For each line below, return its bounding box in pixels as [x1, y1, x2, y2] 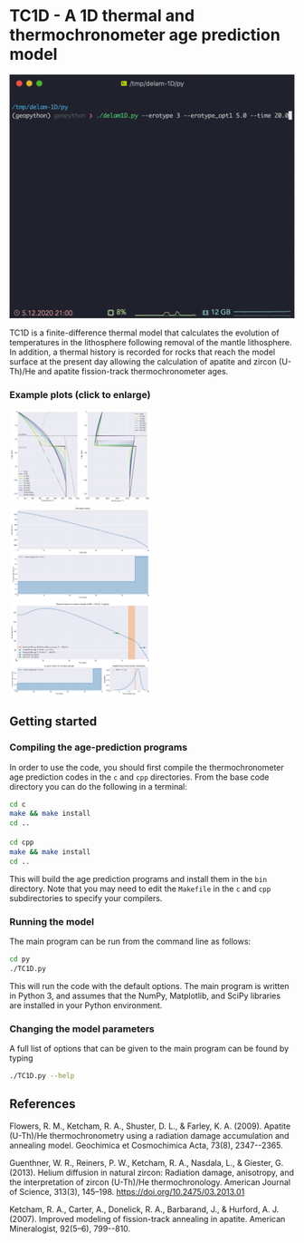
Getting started [9, 714, 98, 730]
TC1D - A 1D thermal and [9, 5, 195, 26]
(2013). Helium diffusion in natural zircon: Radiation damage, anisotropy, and [9, 1167, 295, 1178]
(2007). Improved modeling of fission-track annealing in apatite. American [9, 1213, 286, 1224]
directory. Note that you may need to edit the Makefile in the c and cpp [9, 883, 271, 894]
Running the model [9, 915, 95, 927]
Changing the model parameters [9, 1022, 156, 1034]
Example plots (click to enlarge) [9, 389, 151, 402]
